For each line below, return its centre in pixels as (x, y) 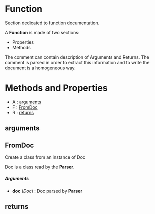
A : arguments (27, 102)
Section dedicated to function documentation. (52, 23)
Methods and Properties (57, 88)
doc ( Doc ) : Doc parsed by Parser (47, 191)
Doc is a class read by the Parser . (40, 167)
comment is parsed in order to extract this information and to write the (77, 62)
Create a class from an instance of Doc (45, 157)
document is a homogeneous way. (40, 68)
